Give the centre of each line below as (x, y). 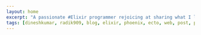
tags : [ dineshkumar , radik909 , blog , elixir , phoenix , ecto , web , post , (99, 23)
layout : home (22, 12)
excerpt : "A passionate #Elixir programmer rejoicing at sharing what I (99, 17)
